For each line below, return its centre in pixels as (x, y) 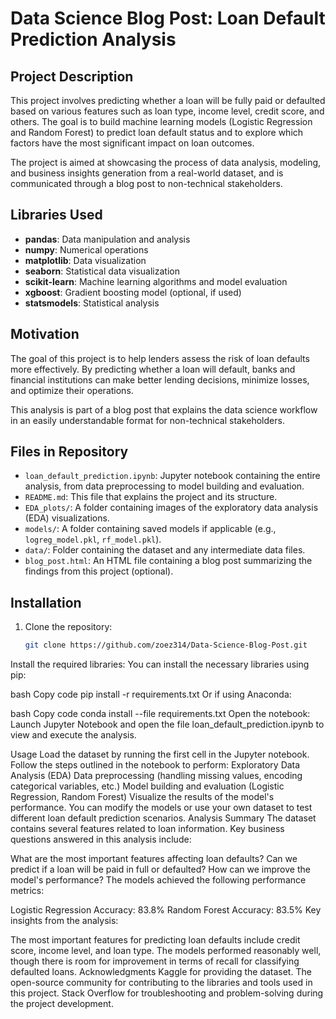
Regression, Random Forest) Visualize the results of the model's (142, 797)
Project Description (72, 76)
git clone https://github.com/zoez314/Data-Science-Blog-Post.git (166, 645)
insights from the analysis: (64, 921)
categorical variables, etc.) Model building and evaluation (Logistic (147, 786)
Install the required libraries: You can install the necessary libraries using (160, 664)
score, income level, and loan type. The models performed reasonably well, (166, 951)
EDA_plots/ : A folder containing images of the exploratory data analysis (171, 508)
